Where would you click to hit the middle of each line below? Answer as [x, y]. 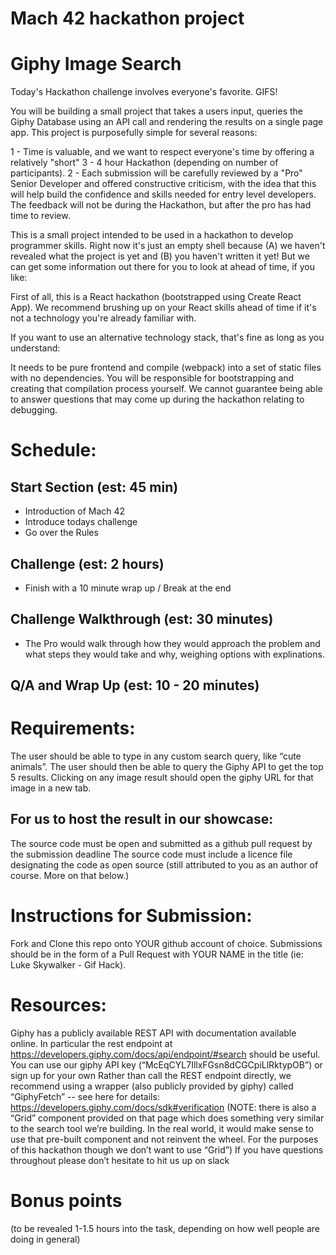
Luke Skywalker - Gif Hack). [68, 964]
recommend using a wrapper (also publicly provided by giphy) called [152, 1086]
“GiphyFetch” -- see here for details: [85, 1096]
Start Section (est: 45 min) [94, 487]
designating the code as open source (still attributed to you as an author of [164, 864]
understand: [35, 348]
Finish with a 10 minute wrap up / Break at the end [128, 588]
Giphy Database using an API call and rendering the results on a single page [167, 122]
